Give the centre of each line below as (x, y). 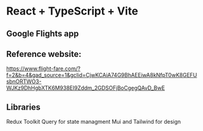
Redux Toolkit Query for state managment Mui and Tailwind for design (94, 122)
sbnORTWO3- (24, 82)
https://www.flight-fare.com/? (43, 69)
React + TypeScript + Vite (72, 11)
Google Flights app (42, 34)
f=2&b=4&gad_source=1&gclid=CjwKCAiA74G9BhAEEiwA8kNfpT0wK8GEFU (102, 75)
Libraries (23, 107)
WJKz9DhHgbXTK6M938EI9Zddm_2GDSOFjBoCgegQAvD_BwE (86, 88)
